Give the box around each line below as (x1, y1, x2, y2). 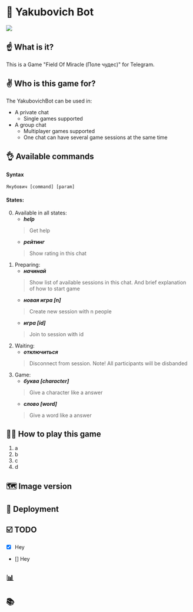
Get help (29, 227, 51, 234)
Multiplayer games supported (23, 127, 95, 134)
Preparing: (14, 262, 41, 269)
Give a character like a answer (29, 389, 103, 396)
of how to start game (29, 285, 81, 292)
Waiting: (14, 342, 35, 349)
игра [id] (23, 319, 46, 326)
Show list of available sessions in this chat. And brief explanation (29, 279, 187, 286)
